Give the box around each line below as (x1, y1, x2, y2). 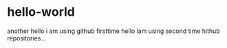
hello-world (7, 4, 76, 20)
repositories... (7, 34, 47, 42)
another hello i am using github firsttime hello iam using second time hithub (7, 27, 220, 35)
